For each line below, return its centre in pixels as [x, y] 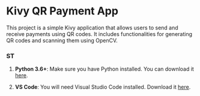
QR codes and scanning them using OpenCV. [62, 40]
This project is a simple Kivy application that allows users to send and [92, 28]
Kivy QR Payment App [62, 11]
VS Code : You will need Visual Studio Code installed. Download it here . [103, 87]
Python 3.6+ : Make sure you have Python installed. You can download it [104, 69]
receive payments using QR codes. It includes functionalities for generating [99, 34]
